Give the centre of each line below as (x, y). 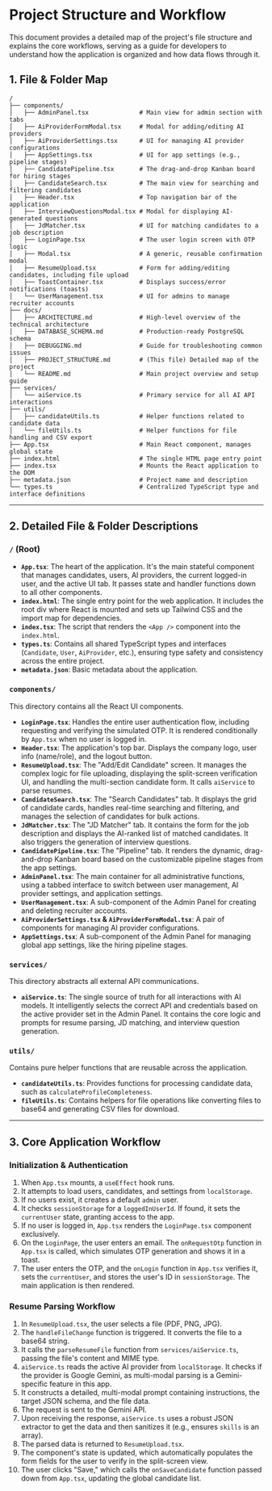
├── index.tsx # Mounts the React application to (134, 466)
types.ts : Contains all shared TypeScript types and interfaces (123, 644)
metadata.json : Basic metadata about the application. (109, 670)
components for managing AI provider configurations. (110, 928)
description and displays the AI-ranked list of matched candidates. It (134, 833)
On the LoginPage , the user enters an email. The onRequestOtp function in (141, 1243)
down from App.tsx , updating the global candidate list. (111, 1478)
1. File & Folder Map (59, 80)
